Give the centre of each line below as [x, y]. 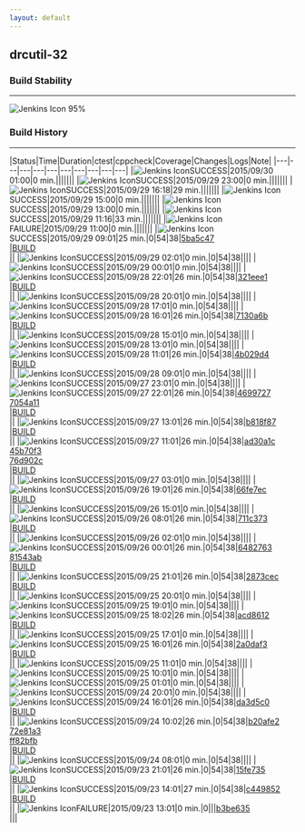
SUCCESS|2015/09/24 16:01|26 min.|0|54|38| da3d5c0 [168, 702]
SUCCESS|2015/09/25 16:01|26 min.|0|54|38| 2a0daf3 [167, 644]
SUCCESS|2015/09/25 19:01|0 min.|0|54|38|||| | [155, 605]
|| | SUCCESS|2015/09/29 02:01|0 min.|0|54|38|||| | [133, 257]
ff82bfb [24, 740]
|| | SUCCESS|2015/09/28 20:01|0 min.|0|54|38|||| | [133, 296]
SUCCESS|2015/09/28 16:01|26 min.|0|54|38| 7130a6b [167, 316]
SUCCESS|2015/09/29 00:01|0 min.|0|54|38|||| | [156, 267]
